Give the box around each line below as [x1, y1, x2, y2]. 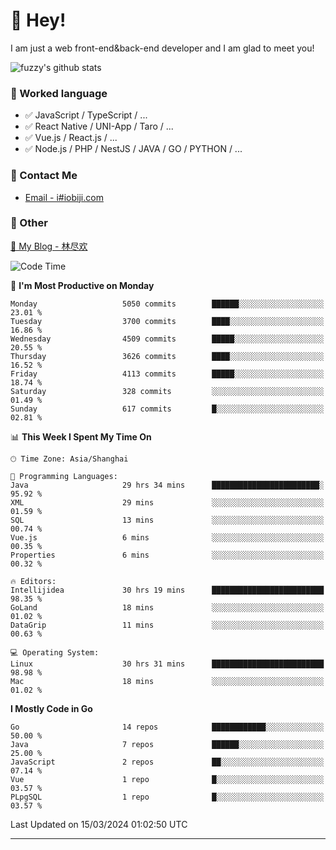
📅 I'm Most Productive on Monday [10, 279, 155, 291]
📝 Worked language [10, 86, 108, 100]
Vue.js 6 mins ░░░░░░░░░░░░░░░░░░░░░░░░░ [10, 532, 325, 543]
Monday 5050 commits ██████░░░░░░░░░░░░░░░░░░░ [10, 299, 325, 309]
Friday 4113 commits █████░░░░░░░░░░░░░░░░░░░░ [10, 369, 325, 379]
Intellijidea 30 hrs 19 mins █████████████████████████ [10, 585, 325, 595]
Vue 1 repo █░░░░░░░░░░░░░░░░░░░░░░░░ [10, 774, 325, 784]
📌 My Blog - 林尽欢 [10, 240, 88, 252]
